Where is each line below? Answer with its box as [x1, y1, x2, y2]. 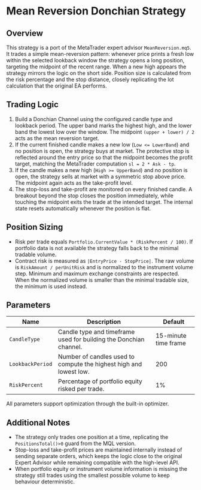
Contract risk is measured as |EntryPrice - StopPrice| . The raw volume [14, 257, 194, 264]
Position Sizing [6, 222, 63, 232]
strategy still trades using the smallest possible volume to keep [14, 472, 170, 479]
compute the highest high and [57, 360, 142, 368]
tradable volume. [14, 251, 57, 258]
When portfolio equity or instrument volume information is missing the [14, 465, 187, 473]
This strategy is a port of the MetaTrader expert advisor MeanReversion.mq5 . [6, 44, 191, 51]
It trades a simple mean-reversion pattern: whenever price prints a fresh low [6, 50, 194, 58]
